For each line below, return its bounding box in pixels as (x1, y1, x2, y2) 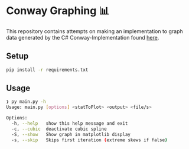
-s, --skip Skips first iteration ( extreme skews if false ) (11, 137, 168, 143)
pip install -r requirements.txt (6, 67, 89, 73)
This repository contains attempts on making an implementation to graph (6, 27, 183, 35)
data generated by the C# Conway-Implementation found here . (6, 34, 159, 41)
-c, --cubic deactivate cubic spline (11, 126, 107, 132)
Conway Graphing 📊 (6, 4, 110, 18)
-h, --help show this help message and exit (11, 121, 128, 127)
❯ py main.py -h (6, 99, 46, 105)
